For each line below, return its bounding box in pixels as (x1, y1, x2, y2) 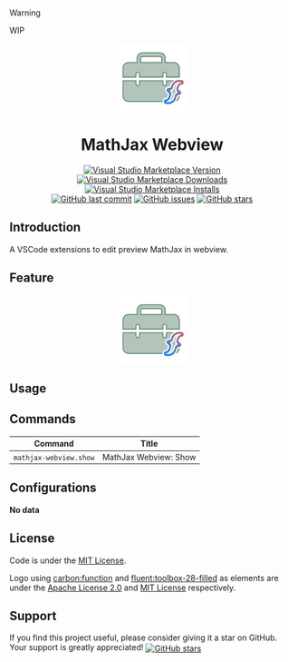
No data (9, 504, 40, 515)
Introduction (9, 220, 82, 235)
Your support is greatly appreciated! (9, 642, 144, 653)
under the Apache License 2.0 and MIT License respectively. (9, 582, 236, 593)
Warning (9, 7, 41, 18)
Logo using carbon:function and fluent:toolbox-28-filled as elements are (9, 572, 279, 583)
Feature (9, 271, 54, 286)
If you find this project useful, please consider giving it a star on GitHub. (9, 632, 278, 643)
